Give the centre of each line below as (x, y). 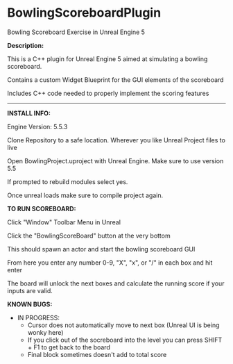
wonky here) (45, 332)
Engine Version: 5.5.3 (37, 126)
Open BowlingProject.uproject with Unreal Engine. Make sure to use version (115, 160)
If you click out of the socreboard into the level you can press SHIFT (125, 340)
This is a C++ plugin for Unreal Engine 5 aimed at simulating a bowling (107, 59)
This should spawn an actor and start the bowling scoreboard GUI (101, 249)
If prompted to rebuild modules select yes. (68, 181)
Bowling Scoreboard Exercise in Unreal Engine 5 (76, 32)
